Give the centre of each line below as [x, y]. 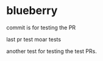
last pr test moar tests [34, 39]
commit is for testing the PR [41, 27]
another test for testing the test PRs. [52, 51]
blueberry [32, 11]
